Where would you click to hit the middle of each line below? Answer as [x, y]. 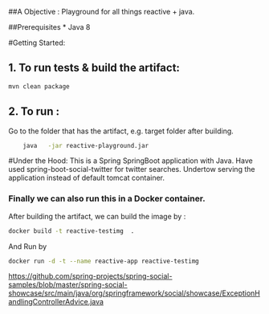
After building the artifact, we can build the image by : [97, 216]
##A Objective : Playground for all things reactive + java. [102, 12]
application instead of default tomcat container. [87, 178]
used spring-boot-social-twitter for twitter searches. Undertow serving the [132, 169]
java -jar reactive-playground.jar [86, 145]
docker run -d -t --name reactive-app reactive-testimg [104, 261]
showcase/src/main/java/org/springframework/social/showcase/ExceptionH [134, 293]
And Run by [28, 246]
